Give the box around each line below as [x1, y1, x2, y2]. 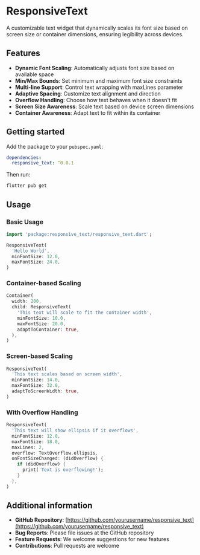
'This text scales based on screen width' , [11, 371, 122, 377]
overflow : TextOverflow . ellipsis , [11, 450, 98, 456]
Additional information [6, 501, 93, 511]
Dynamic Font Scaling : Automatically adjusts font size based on [14, 64, 175, 71]
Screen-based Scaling [6, 352, 73, 360]
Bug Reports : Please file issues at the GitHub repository [14, 529, 154, 536]
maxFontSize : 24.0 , [11, 259, 61, 265]
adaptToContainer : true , [17, 326, 80, 333]
